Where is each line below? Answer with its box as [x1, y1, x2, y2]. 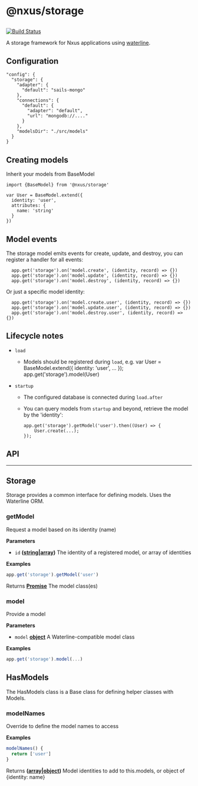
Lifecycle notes [6, 331, 64, 341]
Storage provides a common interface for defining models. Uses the [6, 492, 171, 499]
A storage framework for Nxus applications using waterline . [6, 39, 151, 46]
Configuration [6, 56, 59, 66]
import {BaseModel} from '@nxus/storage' [6, 182, 110, 188]
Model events [6, 234, 58, 244]
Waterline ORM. [6, 497, 44, 505]
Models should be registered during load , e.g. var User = [23, 358, 162, 365]
